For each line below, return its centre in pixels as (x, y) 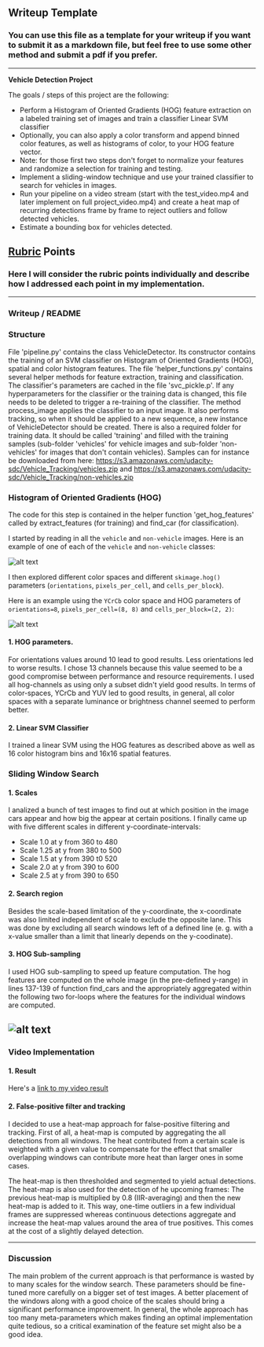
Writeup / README (44, 314)
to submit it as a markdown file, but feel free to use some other (130, 45)
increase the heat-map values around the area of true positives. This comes (131, 1223)
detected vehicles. (49, 219)
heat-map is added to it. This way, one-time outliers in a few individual (122, 1205)
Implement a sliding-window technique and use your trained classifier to (136, 177)
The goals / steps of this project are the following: (88, 94)
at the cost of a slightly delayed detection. (76, 1231)
